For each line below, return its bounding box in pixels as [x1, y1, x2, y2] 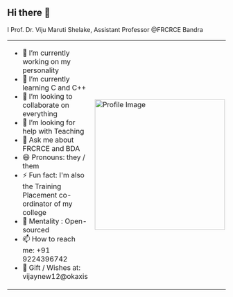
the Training [22, 182, 62, 191]
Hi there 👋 [7, 7, 51, 19]
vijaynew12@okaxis [22, 271, 88, 281]
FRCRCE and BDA [22, 143, 80, 153]
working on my [22, 56, 71, 66]
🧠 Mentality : [22, 216, 64, 226]
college [22, 207, 47, 217]
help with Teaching [22, 126, 85, 136]
